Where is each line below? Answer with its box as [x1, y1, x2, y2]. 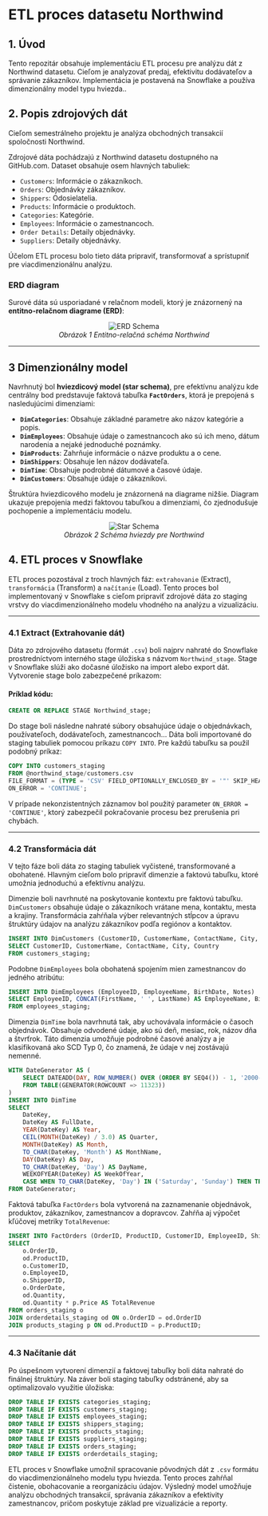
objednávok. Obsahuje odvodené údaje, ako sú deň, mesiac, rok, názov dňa [8, 1026, 258, 1035]
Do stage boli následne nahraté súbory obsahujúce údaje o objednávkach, [8, 721, 253, 731]
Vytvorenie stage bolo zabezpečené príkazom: [8, 671, 162, 680]
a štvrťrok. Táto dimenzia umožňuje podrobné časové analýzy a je [8, 1034, 225, 1043]
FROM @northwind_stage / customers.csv [8, 769, 134, 778]
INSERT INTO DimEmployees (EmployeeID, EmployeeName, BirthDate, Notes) [8, 988, 255, 995]
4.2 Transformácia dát [8, 843, 97, 854]
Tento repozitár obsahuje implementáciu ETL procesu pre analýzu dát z [8, 58, 243, 68]
